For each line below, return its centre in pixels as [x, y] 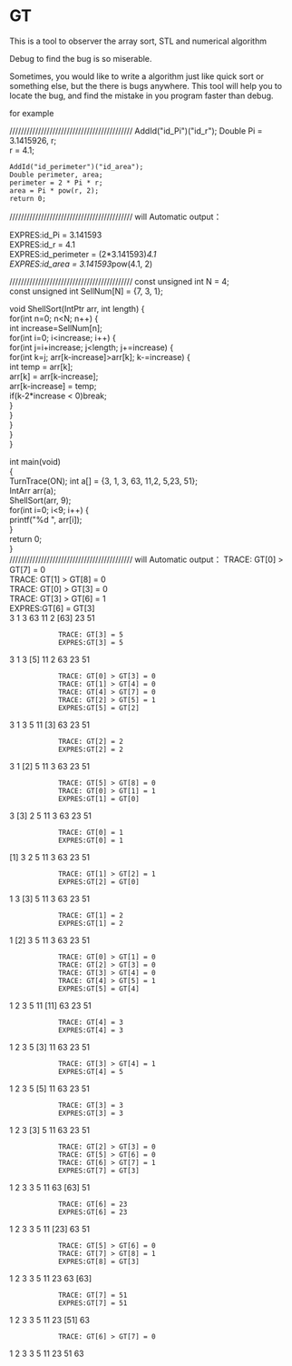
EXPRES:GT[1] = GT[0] [99, 799]
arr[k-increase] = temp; [53, 386]
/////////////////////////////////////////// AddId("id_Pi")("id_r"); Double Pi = [136, 131]
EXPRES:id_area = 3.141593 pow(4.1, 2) [81, 264]
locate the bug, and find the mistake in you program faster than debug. [141, 95]
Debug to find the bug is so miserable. [81, 58]
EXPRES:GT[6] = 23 [92, 1212]
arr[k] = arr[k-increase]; [54, 376]
